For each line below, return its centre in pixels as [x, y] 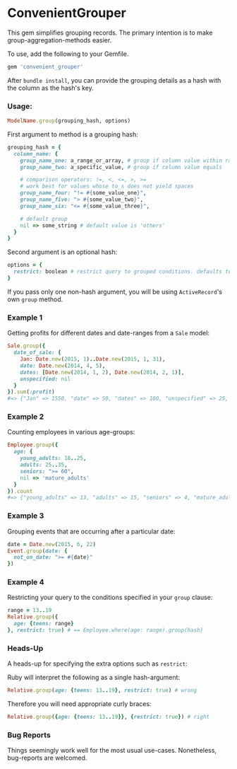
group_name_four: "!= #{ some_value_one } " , [83, 193]
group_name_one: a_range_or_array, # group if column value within [121, 161]
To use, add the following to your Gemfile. [68, 54]
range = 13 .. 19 [30, 611]
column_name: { [36, 154]
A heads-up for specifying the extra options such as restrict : [98, 664]
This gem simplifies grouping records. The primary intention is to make [110, 33]
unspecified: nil [45, 379]
